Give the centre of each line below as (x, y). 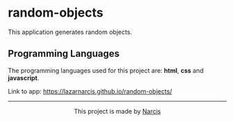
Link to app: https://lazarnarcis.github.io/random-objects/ (90, 91)
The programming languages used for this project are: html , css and (106, 70)
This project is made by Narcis (117, 111)
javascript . (24, 78)
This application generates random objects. (70, 32)
